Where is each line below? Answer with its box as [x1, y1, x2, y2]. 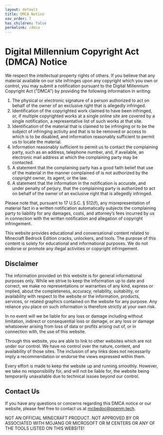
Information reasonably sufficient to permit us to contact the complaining [12, 144, 158, 150]
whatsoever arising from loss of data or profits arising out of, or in [5, 323, 137, 329]
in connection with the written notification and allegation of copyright [5, 216, 143, 221]
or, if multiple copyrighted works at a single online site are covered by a [12, 113, 155, 119]
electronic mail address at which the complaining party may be [12, 154, 138, 161]
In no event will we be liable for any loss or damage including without [5, 313, 143, 319]
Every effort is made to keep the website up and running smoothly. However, [5, 363, 158, 369]
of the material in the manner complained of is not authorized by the [12, 170, 148, 176]
